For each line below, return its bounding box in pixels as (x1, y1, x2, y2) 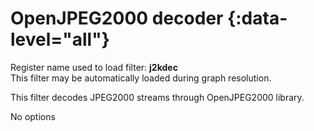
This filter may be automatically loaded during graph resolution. (10, 72, 272, 84)
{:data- (227, 7, 288, 30)
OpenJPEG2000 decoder (10, 7, 224, 30)
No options (10, 110, 56, 122)
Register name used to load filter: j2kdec (10, 61, 178, 73)
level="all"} (10, 28, 110, 51)
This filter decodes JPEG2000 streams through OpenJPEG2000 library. (10, 91, 305, 103)
